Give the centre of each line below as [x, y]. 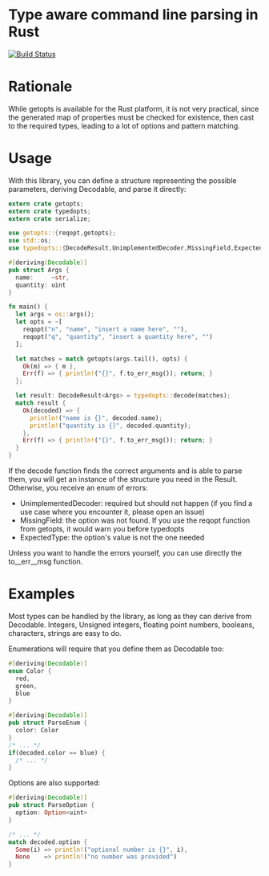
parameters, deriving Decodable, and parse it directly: [97, 189]
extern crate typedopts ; [50, 211]
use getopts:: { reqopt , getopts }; [62, 233]
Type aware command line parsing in [133, 15]
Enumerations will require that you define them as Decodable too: [116, 649]
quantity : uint [41, 285]
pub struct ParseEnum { [48, 723]
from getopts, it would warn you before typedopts [102, 529]
